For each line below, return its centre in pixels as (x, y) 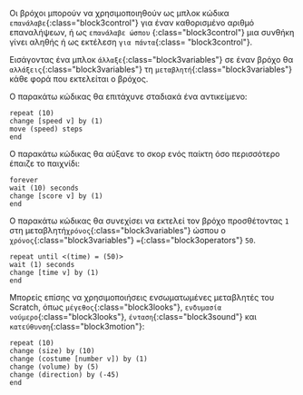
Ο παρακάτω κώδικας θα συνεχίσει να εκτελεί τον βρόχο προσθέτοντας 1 (149, 221)
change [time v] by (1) (54, 272)
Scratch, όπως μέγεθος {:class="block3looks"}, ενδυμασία (116, 307)
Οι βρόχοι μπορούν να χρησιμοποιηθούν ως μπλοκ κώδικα (119, 13)
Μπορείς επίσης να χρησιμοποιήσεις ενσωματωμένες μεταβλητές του (142, 297)
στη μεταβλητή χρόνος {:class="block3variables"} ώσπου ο (118, 230)
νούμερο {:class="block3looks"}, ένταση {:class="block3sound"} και (133, 316)
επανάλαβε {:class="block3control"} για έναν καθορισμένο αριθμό (132, 23)
